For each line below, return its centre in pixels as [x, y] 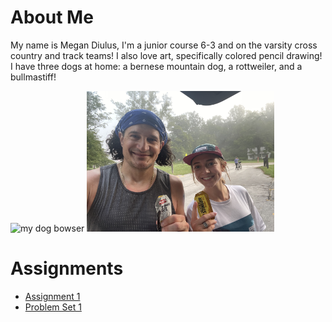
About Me [52, 17]
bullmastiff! [33, 77]
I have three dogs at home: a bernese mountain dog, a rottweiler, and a [156, 66]
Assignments [67, 268]
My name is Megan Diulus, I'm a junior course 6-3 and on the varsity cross [164, 45]
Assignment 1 [52, 296]
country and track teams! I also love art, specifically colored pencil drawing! [166, 55]
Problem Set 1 [53, 307]
